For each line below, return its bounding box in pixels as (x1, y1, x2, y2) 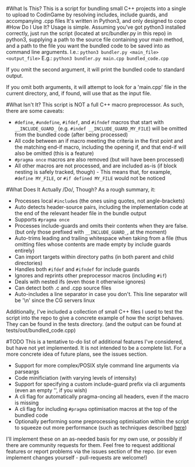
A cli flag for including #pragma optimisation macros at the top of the (14, 406, 177, 412)
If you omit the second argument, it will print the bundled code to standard (6, 66, 185, 73)
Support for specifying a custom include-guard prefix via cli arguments (14, 380, 186, 387)
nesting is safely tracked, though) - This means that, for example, (14, 169, 172, 175)
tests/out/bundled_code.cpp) (6, 327, 76, 334)
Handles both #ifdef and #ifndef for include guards (14, 266, 140, 273)
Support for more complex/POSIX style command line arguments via (14, 362, 179, 369)
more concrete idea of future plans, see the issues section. (6, 351, 148, 358)
